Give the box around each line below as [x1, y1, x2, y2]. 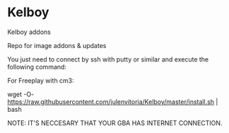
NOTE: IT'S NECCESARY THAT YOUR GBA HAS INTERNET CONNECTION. [7, 118, 223, 127]
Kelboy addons [7, 28, 51, 36]
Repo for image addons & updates [7, 41, 107, 50]
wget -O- [7, 90, 35, 98]
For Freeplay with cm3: [7, 76, 74, 85]
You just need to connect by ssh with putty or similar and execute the [7, 54, 209, 64]
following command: [7, 62, 67, 71]
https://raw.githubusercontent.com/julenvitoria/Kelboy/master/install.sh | [7, 97, 218, 106]
